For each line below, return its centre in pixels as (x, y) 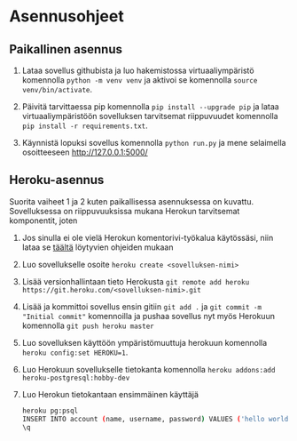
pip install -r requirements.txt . (85, 125)
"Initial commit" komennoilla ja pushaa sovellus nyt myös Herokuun (148, 316)
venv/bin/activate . (57, 89)
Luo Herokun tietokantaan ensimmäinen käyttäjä (110, 394)
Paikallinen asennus (66, 49)
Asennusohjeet (66, 16)
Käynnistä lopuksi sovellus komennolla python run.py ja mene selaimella (154, 143)
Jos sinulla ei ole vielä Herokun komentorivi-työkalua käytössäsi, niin (148, 237)
